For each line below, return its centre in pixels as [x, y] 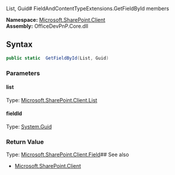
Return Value [25, 142]
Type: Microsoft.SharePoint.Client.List [52, 100]
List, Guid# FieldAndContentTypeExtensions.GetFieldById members [87, 9]
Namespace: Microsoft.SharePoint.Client [56, 20]
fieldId [14, 113]
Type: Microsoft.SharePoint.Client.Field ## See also [68, 154]
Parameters [23, 73]
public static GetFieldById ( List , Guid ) [58, 58]
